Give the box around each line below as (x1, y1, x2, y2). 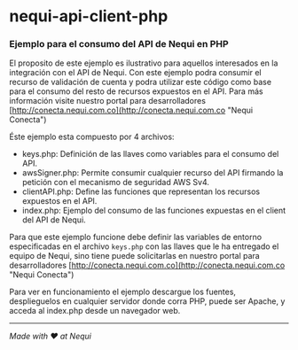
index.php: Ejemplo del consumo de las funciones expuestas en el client (21, 206, 286, 216)
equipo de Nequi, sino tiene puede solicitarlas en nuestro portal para (9, 251, 260, 261)
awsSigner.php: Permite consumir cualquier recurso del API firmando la (21, 167, 284, 178)
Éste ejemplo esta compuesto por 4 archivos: (9, 131, 175, 143)
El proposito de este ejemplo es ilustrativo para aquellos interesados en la (9, 58, 278, 68)
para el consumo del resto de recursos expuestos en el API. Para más (9, 86, 263, 97)
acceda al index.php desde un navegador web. (9, 306, 181, 316)
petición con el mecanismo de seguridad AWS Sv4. (21, 177, 210, 188)
